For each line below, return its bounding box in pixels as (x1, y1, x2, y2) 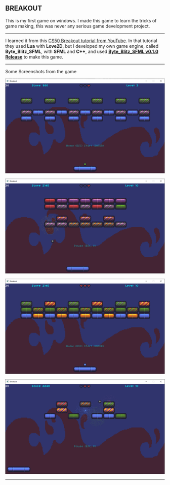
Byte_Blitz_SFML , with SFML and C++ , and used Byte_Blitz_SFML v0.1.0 (5, 48, 158, 54)
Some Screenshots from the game (5, 68, 77, 74)
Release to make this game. (5, 53, 63, 60)
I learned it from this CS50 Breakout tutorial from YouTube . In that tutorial (5, 38, 158, 44)
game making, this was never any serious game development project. (5, 23, 150, 29)
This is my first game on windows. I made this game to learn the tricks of (5, 17, 157, 23)
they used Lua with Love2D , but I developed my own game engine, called (5, 43, 159, 49)
